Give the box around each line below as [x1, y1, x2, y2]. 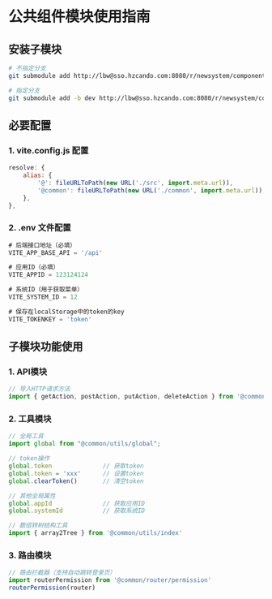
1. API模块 [8, 366, 48, 377]
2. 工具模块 [8, 413, 52, 424]
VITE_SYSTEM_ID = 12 [8, 293, 79, 301]
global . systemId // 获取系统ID [8, 506, 146, 515]
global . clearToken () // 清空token [8, 476, 144, 485]
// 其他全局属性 [8, 492, 56, 500]
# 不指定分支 [8, 64, 46, 72]
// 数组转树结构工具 [8, 521, 68, 530]
